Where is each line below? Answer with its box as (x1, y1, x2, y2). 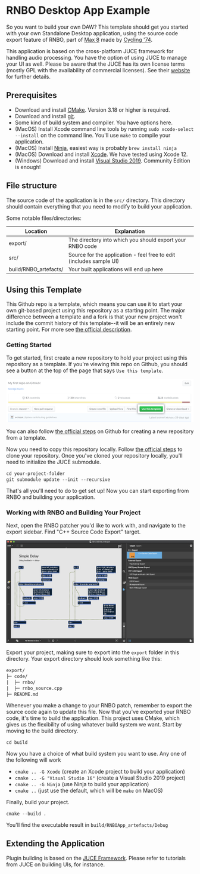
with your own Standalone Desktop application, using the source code (6, 29, 179, 36)
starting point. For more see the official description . (6, 326, 132, 333)
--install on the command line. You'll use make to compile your (14, 131, 171, 139)
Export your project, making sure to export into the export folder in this (6, 649, 180, 656)
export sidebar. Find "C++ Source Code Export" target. (6, 528, 141, 535)
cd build (6, 740, 28, 746)
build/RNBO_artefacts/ (8, 265, 64, 272)
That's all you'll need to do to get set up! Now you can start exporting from (6, 487, 189, 494)
